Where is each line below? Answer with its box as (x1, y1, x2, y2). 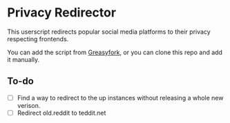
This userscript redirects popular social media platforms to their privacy (7, 27, 211, 36)
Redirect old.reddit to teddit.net (17, 109, 106, 117)
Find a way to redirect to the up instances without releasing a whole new (17, 93, 224, 102)
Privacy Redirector (7, 5, 116, 21)
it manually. (7, 55, 40, 63)
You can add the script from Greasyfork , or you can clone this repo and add (7, 48, 223, 56)
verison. (17, 101, 41, 109)
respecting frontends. (7, 34, 69, 43)
